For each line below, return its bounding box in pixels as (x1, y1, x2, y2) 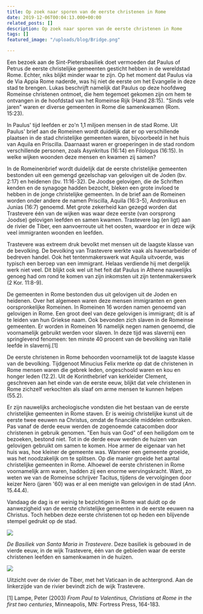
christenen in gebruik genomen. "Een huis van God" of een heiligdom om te (7, 429, 195, 436)
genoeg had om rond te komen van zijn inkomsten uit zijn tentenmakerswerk (7, 273, 196, 280)
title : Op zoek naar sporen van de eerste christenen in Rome (7, 8, 166, 15)
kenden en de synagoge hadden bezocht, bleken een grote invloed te (7, 184, 180, 191)
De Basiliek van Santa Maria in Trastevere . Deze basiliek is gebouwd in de (7, 541, 192, 548)
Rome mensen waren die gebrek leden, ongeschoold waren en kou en (7, 367, 181, 373)
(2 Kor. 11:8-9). (7, 279, 43, 286)
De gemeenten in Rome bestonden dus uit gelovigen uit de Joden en (7, 291, 177, 298)
